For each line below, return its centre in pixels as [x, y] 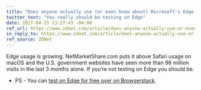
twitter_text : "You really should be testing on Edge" [76, 17]
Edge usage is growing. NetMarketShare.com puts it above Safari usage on [99, 56]
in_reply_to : [22, 34]
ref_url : [17, 28]
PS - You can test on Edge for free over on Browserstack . [86, 80]
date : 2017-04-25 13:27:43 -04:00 [49, 23]
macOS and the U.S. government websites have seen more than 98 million [98, 63]
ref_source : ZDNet [29, 39]
